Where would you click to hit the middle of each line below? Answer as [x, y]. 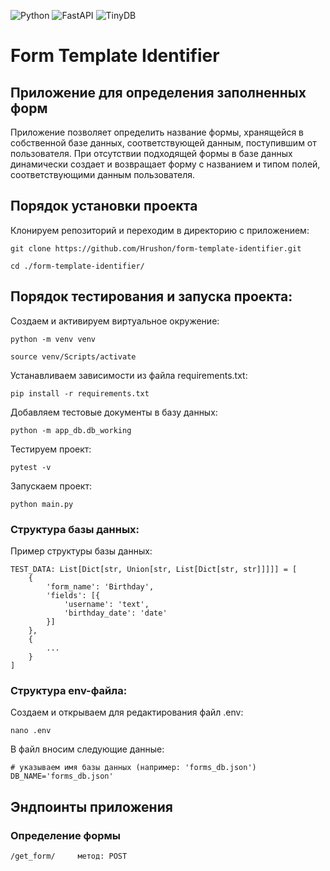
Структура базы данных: [75, 529]
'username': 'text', [106, 604]
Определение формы [66, 835]
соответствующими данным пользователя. [103, 174]
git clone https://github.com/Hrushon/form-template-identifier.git [156, 248]
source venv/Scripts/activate [73, 356]
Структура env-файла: [69, 690]
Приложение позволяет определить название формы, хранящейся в [157, 132]
